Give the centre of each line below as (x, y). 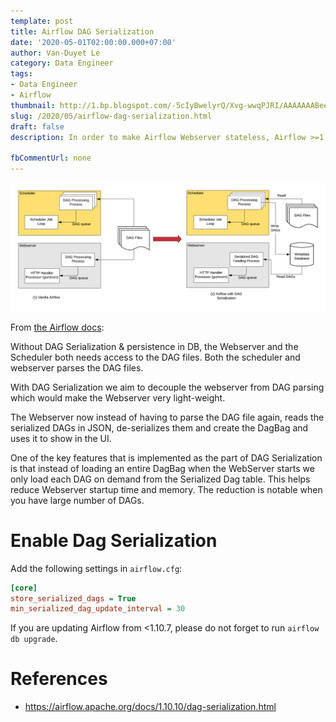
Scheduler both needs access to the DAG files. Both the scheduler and (155, 357)
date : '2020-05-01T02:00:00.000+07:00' (93, 42)
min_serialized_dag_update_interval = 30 (98, 609)
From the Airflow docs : (57, 327)
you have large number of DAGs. (77, 500)
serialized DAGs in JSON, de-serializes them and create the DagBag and (159, 427)
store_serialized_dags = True (73, 598)
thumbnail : (33, 105)
